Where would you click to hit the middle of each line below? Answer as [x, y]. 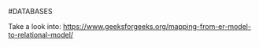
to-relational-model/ [41, 35]
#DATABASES [30, 11]
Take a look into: [35, 26]
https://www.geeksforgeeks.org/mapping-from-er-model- [157, 26]
